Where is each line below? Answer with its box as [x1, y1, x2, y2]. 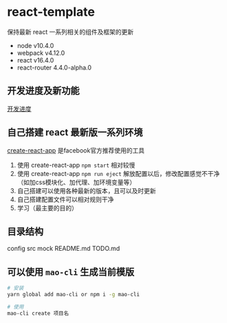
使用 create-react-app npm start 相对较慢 [17, 161, 136, 169]
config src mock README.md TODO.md [7, 245, 120, 253]
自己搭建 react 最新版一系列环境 [7, 126, 143, 138]
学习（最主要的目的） [17, 203, 78, 212]
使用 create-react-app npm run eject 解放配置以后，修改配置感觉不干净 [17, 169, 220, 177]
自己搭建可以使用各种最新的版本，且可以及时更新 [17, 186, 156, 194]
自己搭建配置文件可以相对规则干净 [17, 195, 114, 203]
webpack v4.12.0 [17, 49, 65, 57]
